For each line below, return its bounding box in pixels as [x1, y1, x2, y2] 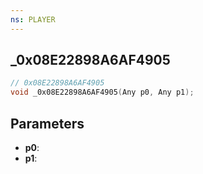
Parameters [10, 115, 85, 132]
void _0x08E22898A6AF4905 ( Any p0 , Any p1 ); [10, 87, 195, 98]
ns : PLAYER [10, 14, 56, 25]
